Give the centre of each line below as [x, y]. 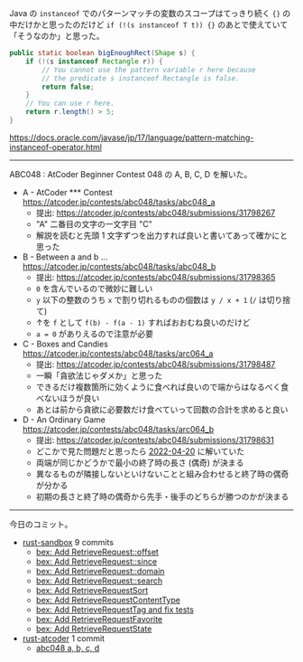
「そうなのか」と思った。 [57, 36]
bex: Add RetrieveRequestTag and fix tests [115, 610]
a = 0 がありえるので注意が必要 [94, 334]
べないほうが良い [68, 398]
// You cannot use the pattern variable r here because [149, 70]
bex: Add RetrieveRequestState [94, 629]
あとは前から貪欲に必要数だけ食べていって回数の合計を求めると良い [162, 409]
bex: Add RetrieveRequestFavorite [99, 619]
